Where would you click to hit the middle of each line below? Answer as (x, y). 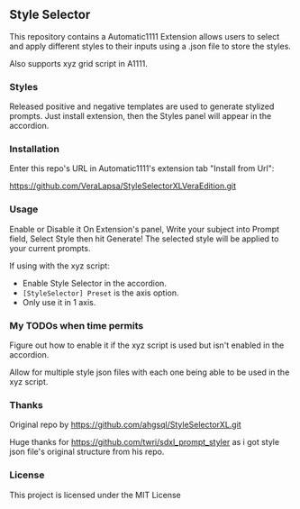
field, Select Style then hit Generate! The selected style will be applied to (144, 239)
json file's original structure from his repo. (87, 452)
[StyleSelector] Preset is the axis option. (100, 293)
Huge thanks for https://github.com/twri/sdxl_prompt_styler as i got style (145, 442)
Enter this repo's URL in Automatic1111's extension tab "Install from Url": (142, 168)
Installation (35, 150)
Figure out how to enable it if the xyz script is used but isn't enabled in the (147, 345)
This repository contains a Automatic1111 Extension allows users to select (145, 36)
